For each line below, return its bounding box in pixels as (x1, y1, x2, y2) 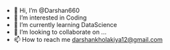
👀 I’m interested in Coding (13, 14, 87, 22)
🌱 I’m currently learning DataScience (13, 21, 118, 28)
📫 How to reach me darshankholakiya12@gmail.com (13, 36, 163, 43)
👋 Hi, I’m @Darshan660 (13, 7, 80, 14)
